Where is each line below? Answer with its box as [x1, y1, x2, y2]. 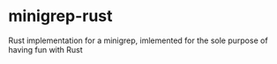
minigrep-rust [8, 6, 113, 26]
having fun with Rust [8, 44, 83, 54]
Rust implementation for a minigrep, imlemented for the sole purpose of [8, 35, 268, 46]
